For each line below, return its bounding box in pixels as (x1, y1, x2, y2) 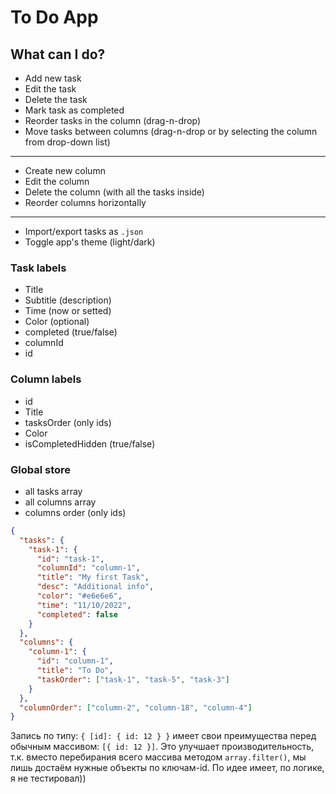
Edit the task (24, 83, 77, 95)
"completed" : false (36, 609, 118, 620)
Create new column (24, 165, 106, 176)
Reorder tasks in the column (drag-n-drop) (24, 115, 202, 126)
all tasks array (24, 485, 83, 497)
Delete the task (24, 94, 88, 105)
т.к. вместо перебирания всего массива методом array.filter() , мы (10, 751, 307, 763)
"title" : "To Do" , (36, 666, 114, 676)
